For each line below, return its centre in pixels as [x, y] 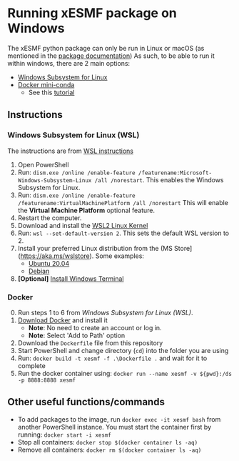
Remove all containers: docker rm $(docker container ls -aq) [110, 450]
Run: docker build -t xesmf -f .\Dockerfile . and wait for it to [112, 358]
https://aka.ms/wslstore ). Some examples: [82, 256]
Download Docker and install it [63, 320]
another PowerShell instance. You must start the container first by [115, 427]
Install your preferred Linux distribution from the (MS [95, 248]
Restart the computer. [50, 218]
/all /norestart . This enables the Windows [159, 179]
